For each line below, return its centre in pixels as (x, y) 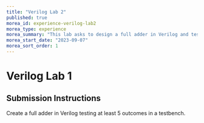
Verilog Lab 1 (39, 76)
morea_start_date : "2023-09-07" (47, 40)
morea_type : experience (36, 29)
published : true (27, 18)
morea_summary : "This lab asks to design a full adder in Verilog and (97, 35)
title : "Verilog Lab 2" (36, 12)
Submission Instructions (54, 98)
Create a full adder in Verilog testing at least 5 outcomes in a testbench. (96, 113)
